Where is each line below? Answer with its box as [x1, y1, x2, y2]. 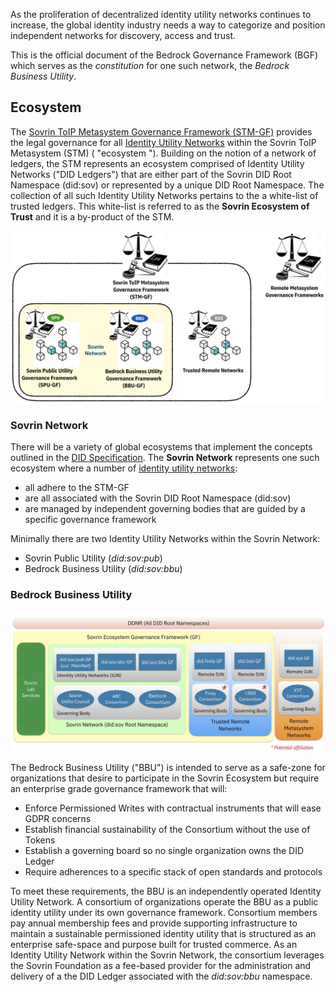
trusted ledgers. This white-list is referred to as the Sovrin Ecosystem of [10, 200, 310, 212]
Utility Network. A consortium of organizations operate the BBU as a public [10, 896, 319, 908]
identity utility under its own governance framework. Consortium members [10, 907, 318, 919]
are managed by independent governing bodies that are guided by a [24, 503, 306, 515]
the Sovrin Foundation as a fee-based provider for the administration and [10, 960, 312, 972]
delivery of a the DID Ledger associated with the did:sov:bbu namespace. [10, 970, 313, 983]
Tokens [24, 834, 56, 846]
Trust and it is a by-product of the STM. [10, 210, 175, 223]
